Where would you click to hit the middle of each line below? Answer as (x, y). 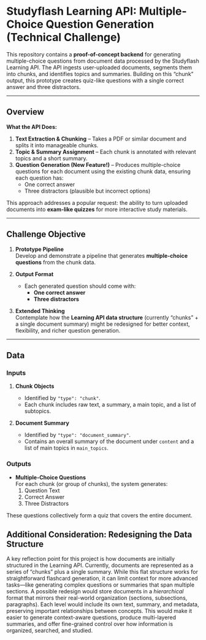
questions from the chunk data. (55, 262)
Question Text (42, 490)
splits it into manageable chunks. (57, 145)
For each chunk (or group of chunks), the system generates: (91, 484)
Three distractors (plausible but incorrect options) (87, 191)
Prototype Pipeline (40, 249)
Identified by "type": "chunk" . (63, 398)
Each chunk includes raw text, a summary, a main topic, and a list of (110, 405)
